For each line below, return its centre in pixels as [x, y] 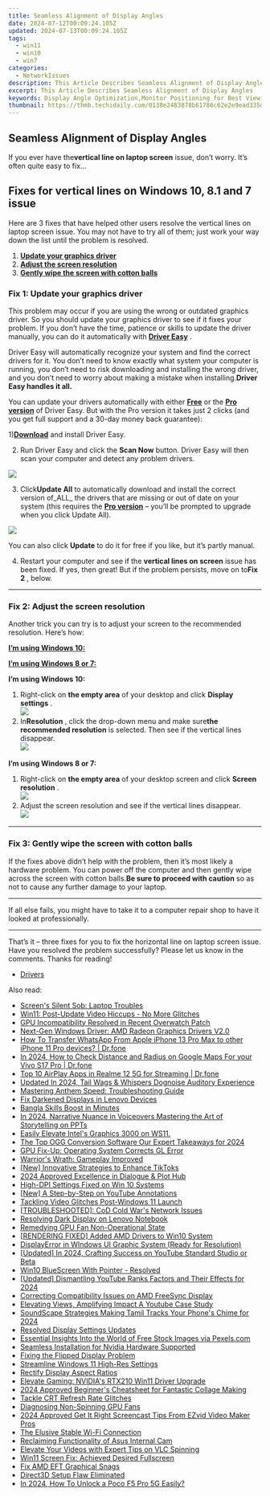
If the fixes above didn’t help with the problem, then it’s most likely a [121, 861]
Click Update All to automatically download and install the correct [127, 489]
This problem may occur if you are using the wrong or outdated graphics [129, 311]
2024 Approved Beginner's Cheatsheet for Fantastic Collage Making [133, 1389]
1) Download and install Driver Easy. [67, 435]
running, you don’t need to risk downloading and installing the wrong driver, [133, 370]
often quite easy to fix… [47, 166]
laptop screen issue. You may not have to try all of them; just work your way [134, 231]
